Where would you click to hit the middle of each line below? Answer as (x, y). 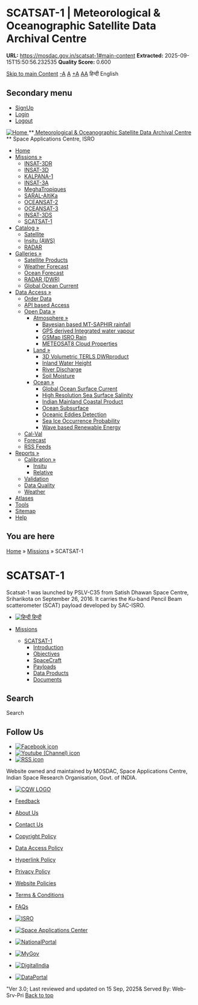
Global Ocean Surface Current (80, 388)
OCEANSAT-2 (41, 202)
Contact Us (29, 824)
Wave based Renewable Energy (81, 427)
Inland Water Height (67, 363)
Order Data (38, 298)
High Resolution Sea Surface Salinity (88, 395)
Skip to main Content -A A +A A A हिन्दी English (62, 73)
